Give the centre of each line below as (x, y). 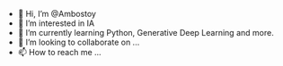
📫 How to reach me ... (59, 52)
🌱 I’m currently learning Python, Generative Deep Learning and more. (146, 33)
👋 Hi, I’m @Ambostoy (57, 14)
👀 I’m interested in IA (56, 23)
